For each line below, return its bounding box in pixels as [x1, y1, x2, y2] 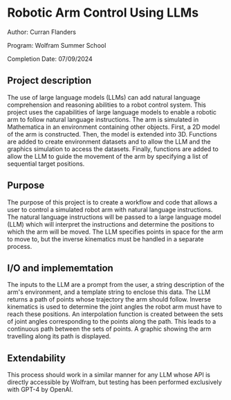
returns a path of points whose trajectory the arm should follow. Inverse [7, 295, 211, 304]
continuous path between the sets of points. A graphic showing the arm [7, 324, 212, 333]
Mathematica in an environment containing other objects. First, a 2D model [7, 123, 220, 131]
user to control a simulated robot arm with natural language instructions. [7, 205, 213, 214]
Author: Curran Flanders [7, 28, 76, 36]
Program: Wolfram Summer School [7, 41, 107, 49]
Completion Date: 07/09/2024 [7, 54, 93, 63]
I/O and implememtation [7, 262, 114, 274]
